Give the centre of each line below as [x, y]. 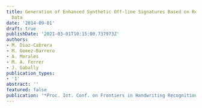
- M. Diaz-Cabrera [29, 46]
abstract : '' [23, 85]
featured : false [26, 90]
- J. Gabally [23, 67]
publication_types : [31, 73]
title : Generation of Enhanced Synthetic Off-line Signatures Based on [98, 12]
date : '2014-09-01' [31, 23]
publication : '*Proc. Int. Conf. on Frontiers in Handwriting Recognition [102, 95]
